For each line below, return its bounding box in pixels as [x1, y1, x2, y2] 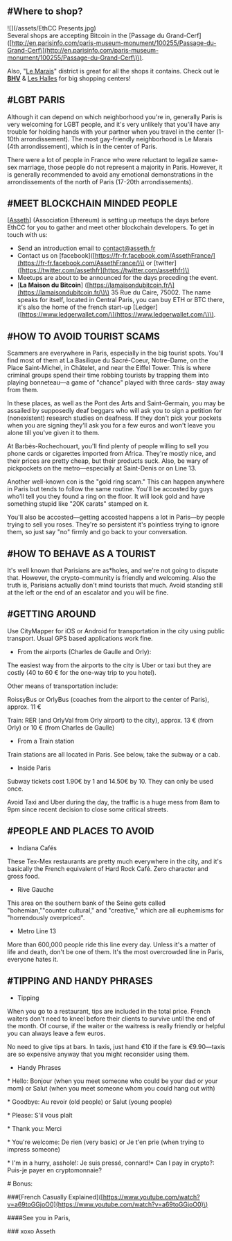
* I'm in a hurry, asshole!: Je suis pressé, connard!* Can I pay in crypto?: [7, 1159, 215, 1167]
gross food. [7, 872, 40, 880]
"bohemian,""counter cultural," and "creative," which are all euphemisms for [7, 906, 224, 914]
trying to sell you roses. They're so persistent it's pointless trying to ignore [7, 520, 220, 529]
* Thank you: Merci [7, 1124, 62, 1132]
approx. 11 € [7, 703, 42, 711]
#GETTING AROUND [7, 608, 97, 620]
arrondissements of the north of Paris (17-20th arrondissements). [7, 177, 193, 186]
